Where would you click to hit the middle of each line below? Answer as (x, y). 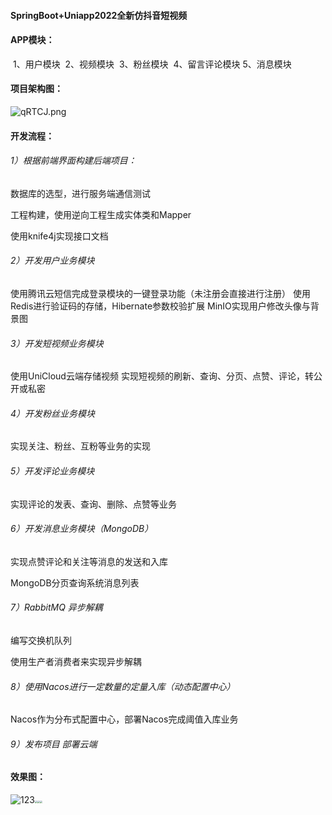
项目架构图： (36, 89)
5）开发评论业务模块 (52, 471)
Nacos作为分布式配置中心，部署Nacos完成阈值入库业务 (124, 719)
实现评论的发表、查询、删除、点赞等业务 (93, 504)
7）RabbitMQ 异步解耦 (56, 607)
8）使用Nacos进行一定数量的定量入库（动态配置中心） (123, 686)
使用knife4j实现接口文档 (59, 236)
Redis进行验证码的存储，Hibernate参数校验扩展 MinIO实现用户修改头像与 (160, 306)
